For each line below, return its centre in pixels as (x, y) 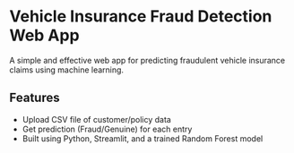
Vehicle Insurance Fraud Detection (141, 17)
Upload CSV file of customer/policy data (97, 119)
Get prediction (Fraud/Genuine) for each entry (107, 129)
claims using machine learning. (66, 70)
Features (35, 98)
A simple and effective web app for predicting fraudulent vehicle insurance (147, 60)
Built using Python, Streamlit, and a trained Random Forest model (143, 138)
